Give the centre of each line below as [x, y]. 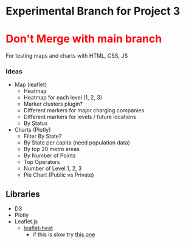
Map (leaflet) [30, 85]
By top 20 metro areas [52, 149]
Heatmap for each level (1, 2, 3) [63, 98]
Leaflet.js [26, 222]
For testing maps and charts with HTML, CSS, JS [67, 56]
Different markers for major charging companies [84, 110]
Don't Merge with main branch [84, 39]
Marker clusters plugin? [53, 104]
